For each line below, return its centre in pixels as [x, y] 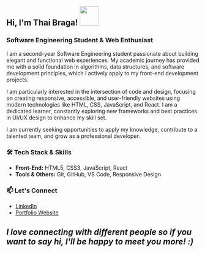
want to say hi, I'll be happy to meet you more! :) [100, 242]
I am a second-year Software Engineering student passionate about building [102, 53]
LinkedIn [26, 206]
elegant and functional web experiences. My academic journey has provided [103, 60]
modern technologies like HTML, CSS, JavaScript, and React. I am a [92, 104]
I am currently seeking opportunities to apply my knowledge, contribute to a [102, 129]
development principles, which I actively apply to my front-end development [102, 73]
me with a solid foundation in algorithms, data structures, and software [95, 66]
